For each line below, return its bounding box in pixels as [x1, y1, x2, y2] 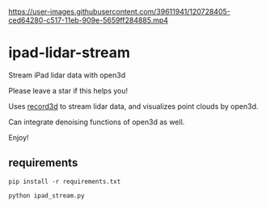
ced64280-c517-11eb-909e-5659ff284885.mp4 [8, 15, 168, 25]
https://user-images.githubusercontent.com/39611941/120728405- [8, 7, 230, 16]
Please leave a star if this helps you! [8, 85, 129, 95]
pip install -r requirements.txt [8, 177, 121, 185]
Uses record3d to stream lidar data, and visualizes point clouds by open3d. [8, 101, 259, 111]
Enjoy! [8, 132, 30, 142]
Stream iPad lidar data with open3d [8, 70, 126, 80]
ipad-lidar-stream [8, 44, 131, 62]
